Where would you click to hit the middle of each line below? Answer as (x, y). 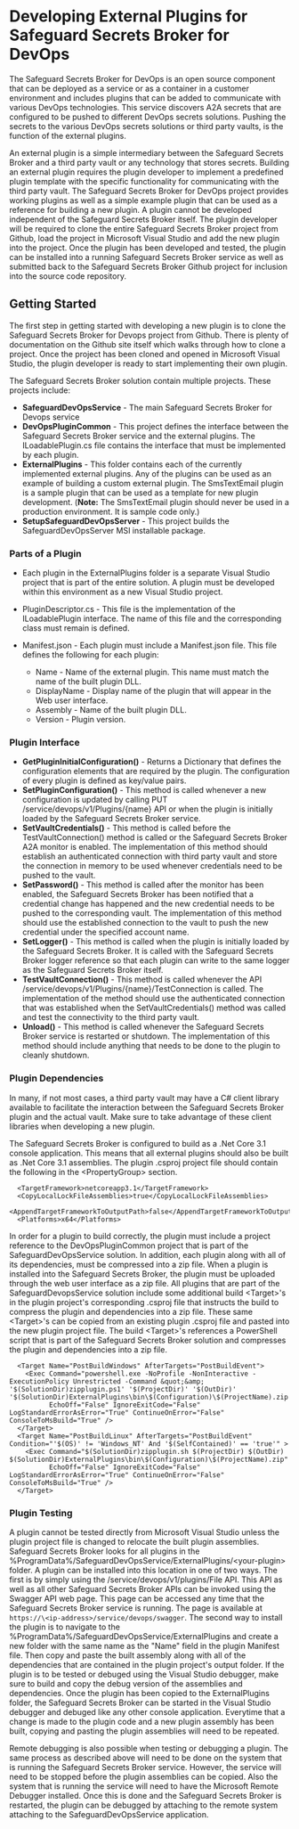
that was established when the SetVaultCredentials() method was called (154, 1008)
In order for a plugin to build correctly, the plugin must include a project (140, 1236)
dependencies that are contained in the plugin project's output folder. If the (147, 1664)
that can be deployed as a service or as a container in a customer (129, 88)
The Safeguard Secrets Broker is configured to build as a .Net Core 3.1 (138, 1143)
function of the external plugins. (68, 135)
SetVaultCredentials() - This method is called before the (126, 828)
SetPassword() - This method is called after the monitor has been (143, 885)
